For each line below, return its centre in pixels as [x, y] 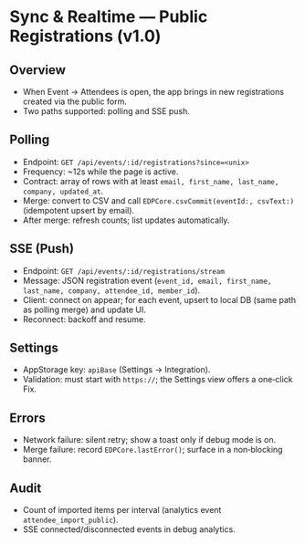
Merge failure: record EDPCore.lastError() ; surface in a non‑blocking [152, 450]
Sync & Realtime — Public [109, 17]
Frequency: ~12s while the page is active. [100, 172]
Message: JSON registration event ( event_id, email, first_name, [147, 280]
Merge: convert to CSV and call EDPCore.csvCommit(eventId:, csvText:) [158, 200]
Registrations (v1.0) [85, 36]
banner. [37, 459]
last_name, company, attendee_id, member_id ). [111, 290]
